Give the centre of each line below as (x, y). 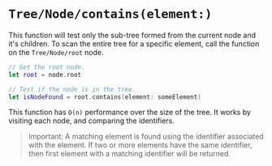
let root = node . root (45, 74)
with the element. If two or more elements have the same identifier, (140, 145)
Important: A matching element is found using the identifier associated (146, 137)
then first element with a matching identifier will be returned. (130, 154)
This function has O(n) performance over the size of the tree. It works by (130, 113)
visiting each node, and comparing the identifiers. (91, 121)
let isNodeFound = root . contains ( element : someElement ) (105, 97)
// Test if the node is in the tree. (72, 89)
